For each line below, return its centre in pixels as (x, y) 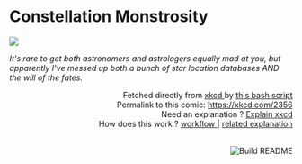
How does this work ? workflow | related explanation (195, 123)
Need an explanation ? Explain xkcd (227, 114)
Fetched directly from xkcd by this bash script (208, 95)
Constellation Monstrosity (109, 17)
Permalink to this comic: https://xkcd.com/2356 (204, 105)
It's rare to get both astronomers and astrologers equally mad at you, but (145, 58)
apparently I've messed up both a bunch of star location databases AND (144, 68)
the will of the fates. (46, 77)
